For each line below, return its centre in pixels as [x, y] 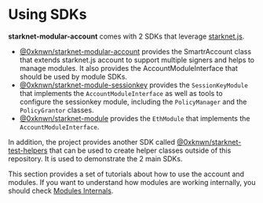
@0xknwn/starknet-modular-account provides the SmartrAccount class [135, 51]
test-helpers [28, 150]
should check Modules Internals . [61, 190]
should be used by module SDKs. [73, 76]
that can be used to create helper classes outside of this [140, 150]
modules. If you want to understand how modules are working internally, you [132, 182]
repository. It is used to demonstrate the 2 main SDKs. [95, 158]
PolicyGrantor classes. [57, 110]
